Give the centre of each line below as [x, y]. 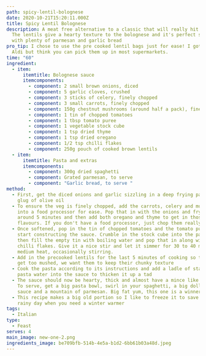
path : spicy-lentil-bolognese [45, 12]
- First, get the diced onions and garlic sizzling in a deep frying [102, 195]
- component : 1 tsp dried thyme [70, 132]
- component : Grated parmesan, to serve [81, 178]
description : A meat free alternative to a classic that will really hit [103, 29]
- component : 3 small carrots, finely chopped [89, 103]
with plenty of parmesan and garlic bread [67, 41]
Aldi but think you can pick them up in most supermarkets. [90, 52]
